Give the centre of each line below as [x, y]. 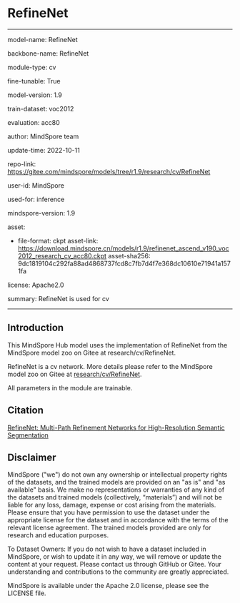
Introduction [36, 328]
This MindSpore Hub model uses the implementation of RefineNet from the [117, 345]
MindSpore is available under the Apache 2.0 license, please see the [108, 586]
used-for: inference [36, 199]
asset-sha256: [130, 255]
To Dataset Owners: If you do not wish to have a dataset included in [107, 549]
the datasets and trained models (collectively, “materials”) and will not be [115, 497]
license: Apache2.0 [36, 285]
